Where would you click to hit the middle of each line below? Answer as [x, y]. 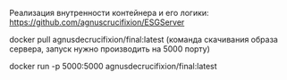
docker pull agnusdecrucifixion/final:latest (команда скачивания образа [144, 40]
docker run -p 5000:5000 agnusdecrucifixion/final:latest [113, 66]
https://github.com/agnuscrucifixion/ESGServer [97, 22]
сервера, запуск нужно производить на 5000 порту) [110, 49]
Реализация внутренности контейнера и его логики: [109, 13]
